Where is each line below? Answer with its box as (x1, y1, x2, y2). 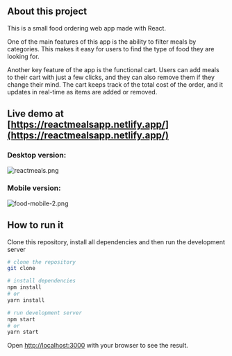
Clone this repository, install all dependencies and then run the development (7, 237, 226, 246)
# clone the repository (7, 258, 76, 266)
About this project (7, 6, 88, 17)
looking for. (7, 52, 40, 60)
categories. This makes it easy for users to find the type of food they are (7, 44, 215, 53)
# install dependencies (7, 278, 76, 285)
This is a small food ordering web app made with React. (7, 24, 167, 32)
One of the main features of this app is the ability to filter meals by (7, 37, 197, 46)
